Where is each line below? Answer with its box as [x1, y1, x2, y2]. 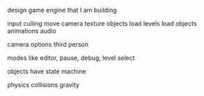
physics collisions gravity [7, 81, 80, 89]
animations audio [7, 27, 57, 35]
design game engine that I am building [7, 6, 117, 14]
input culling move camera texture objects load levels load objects [7, 19, 197, 27]
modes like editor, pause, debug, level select [7, 54, 135, 62]
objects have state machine [7, 67, 86, 75]
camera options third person [7, 40, 89, 48]
